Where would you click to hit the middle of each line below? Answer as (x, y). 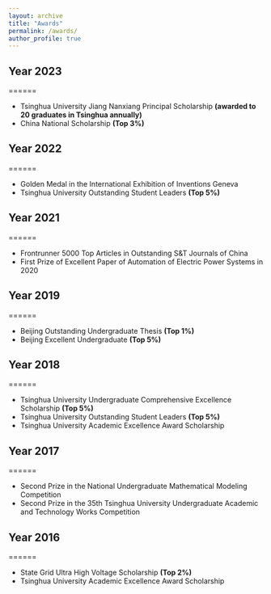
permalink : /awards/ (43, 31)
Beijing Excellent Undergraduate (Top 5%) (91, 339)
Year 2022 (35, 149)
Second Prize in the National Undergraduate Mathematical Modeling (134, 487)
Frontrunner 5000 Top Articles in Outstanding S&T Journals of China (134, 253)
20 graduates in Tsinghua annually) (81, 115)
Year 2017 (34, 451)
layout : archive (36, 16)
